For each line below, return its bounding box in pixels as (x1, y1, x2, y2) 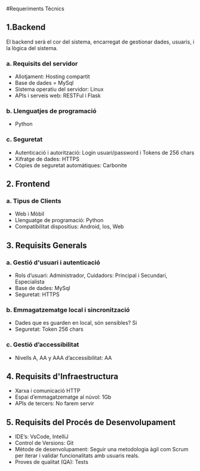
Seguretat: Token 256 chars (14, 325, 84, 333)
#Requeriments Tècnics (6, 5, 64, 12)
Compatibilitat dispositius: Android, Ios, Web (14, 223, 124, 230)
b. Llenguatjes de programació (6, 107, 97, 115)
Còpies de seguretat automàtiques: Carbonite (14, 161, 127, 169)
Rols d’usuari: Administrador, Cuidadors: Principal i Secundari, (14, 272, 168, 279)
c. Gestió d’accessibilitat (6, 340, 79, 349)
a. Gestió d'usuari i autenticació (6, 258, 100, 266)
